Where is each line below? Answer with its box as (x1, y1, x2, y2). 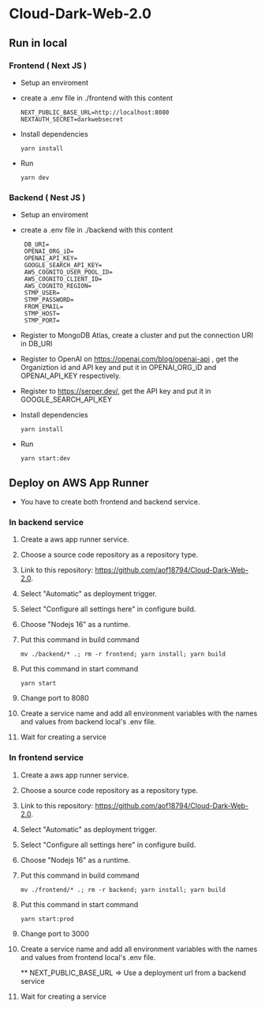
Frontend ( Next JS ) (9, 60, 88, 71)
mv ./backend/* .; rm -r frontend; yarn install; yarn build (20, 650, 226, 659)
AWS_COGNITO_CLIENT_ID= (24, 275, 103, 283)
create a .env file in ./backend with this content (20, 225, 174, 235)
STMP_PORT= (24, 317, 60, 325)
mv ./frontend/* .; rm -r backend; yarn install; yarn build (20, 886, 226, 894)
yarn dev (20, 173, 50, 182)
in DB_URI (20, 339, 53, 349)
